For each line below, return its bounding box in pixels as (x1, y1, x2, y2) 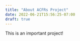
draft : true (5, 16, 30, 21)
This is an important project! (5, 30, 64, 36)
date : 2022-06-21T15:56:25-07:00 (5, 12, 75, 17)
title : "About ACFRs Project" (5, 7, 69, 12)
